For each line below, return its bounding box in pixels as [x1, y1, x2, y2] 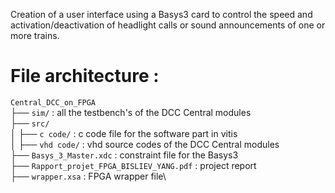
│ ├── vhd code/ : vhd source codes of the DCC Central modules [10, 138, 280, 150]
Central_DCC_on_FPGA [10, 97, 97, 108]
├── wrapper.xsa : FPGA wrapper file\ [10, 170, 167, 182]
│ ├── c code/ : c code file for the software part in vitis [10, 127, 238, 139]
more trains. [10, 30, 60, 41]
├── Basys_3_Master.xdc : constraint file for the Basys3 [10, 149, 239, 161]
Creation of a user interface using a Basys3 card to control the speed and [10, 9, 313, 20]
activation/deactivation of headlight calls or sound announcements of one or [10, 19, 326, 31]
